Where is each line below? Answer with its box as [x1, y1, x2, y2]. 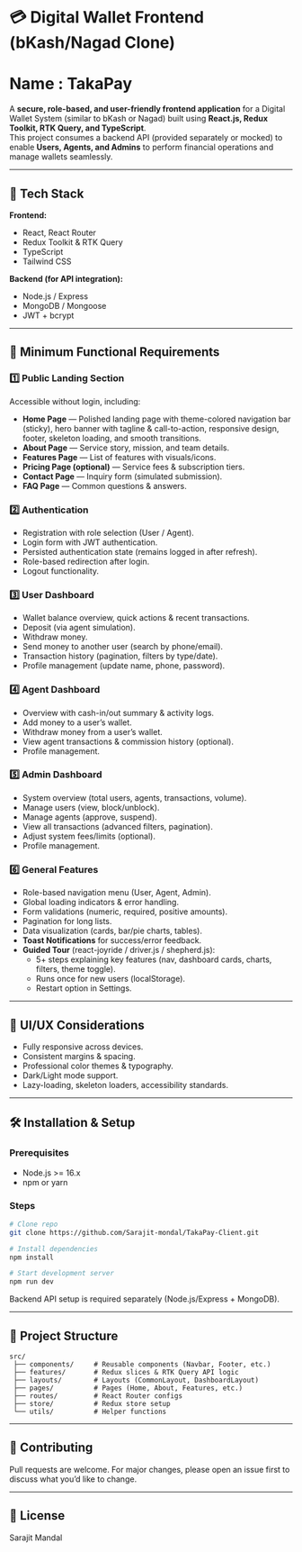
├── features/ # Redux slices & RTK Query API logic [13, 1367, 240, 1376]
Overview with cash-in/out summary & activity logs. [22, 707, 214, 718]
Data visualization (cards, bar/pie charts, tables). [22, 925, 202, 937]
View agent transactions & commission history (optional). [22, 736, 234, 747]
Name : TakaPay [9, 74, 133, 95]
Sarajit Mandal [9, 1532, 63, 1543]
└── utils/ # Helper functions [13, 1407, 167, 1416]
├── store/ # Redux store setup [13, 1399, 171, 1408]
